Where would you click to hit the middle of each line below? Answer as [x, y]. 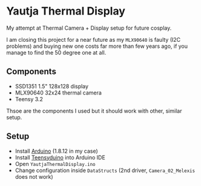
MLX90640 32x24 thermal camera [58, 93]
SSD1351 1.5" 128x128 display [52, 86]
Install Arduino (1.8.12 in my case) [56, 151]
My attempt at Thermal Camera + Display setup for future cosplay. [89, 28]
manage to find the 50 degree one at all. [56, 52]
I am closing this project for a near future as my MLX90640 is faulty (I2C [94, 39]
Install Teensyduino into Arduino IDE [60, 157]
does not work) [34, 176]
